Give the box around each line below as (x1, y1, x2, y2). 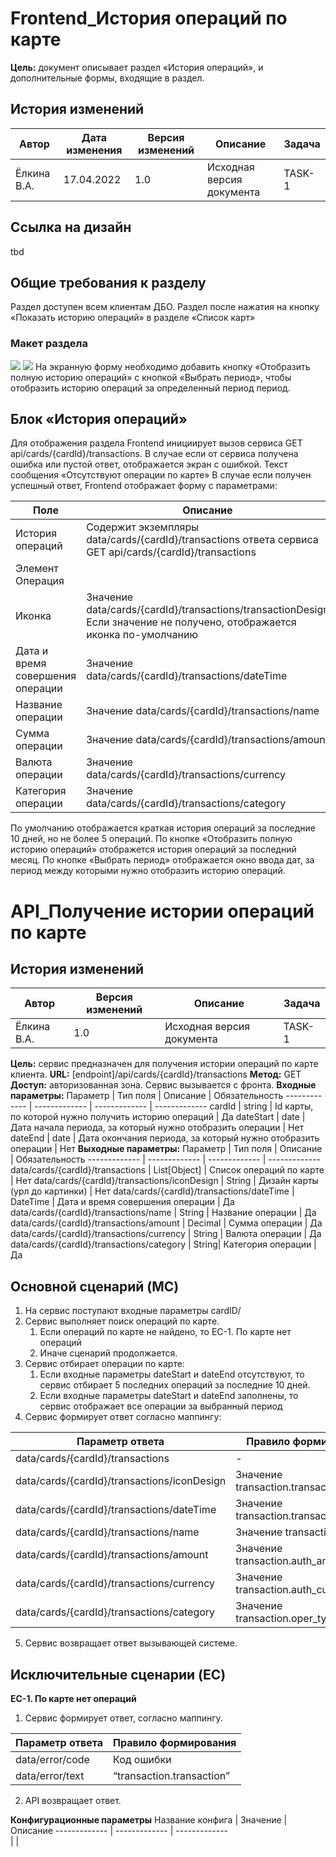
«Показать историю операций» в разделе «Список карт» (10, 312, 256, 324)
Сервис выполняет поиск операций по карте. (24, 1315, 220, 1327)
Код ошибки (113, 1753, 172, 1767)
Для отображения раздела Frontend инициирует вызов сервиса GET (10, 437, 303, 449)
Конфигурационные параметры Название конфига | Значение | (10, 1814, 288, 1826)
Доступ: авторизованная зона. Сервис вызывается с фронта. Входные (10, 1079, 317, 1091)
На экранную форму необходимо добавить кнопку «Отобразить (34, 360, 311, 372)
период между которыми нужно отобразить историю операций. (10, 865, 286, 877)
